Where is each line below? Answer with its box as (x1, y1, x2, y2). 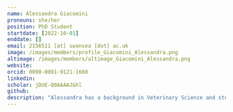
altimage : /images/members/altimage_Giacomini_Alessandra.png (7, 56, 191, 63)
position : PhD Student (7, 23, 73, 30)
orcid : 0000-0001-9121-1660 (7, 68, 89, 75)
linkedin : (7, 74, 36, 82)
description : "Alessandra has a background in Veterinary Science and (7, 95, 216, 102)
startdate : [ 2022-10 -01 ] (7, 29, 79, 37)
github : (7, 88, 30, 95)
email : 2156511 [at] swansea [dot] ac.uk (7, 42, 129, 49)
